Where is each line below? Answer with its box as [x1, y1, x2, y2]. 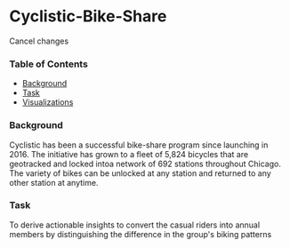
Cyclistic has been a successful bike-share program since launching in [9, 140, 269, 150]
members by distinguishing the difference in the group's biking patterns [9, 228, 272, 239]
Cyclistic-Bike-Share [9, 6, 167, 27]
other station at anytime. [9, 177, 99, 188]
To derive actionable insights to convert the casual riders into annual [9, 220, 261, 230]
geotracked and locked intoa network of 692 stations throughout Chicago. [9, 158, 282, 169]
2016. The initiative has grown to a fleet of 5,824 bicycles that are [9, 148, 249, 159]
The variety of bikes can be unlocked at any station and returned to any [9, 167, 271, 179]
